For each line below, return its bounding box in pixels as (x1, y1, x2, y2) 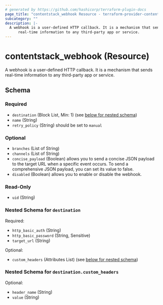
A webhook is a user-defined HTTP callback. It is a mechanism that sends (5, 67, 153, 73)
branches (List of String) (12, 145, 60, 151)
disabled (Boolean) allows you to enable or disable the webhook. (12, 171, 142, 177)
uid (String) (12, 194, 35, 200)
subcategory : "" (5, 16, 38, 21)
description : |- (5, 20, 38, 26)
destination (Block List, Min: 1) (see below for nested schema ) (12, 112, 137, 117)
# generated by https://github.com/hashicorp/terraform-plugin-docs (5, 7, 147, 12)
